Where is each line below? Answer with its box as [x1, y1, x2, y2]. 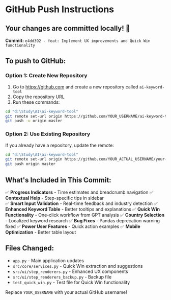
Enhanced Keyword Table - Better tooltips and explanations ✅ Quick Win [5, 206, 160, 213]
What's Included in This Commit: [5, 175, 111, 184]
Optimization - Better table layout [5, 229, 76, 236]
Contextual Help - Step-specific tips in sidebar [5, 195, 104, 201]
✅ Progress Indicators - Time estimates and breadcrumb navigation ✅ [5, 189, 154, 195]
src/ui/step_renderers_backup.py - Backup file [12, 273, 112, 280]
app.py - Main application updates [12, 257, 84, 264]
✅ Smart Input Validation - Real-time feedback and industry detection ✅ [5, 200, 158, 206]
